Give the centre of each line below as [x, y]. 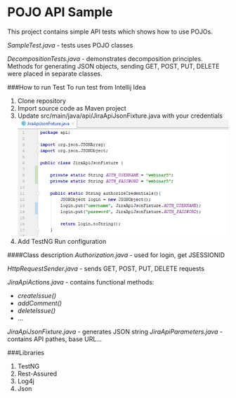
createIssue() [37, 296]
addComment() [39, 303]
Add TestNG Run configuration [62, 242]
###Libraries [26, 353]
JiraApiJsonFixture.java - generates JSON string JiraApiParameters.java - [115, 332]
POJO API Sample [60, 12]
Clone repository [42, 101]
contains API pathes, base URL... [54, 339]
